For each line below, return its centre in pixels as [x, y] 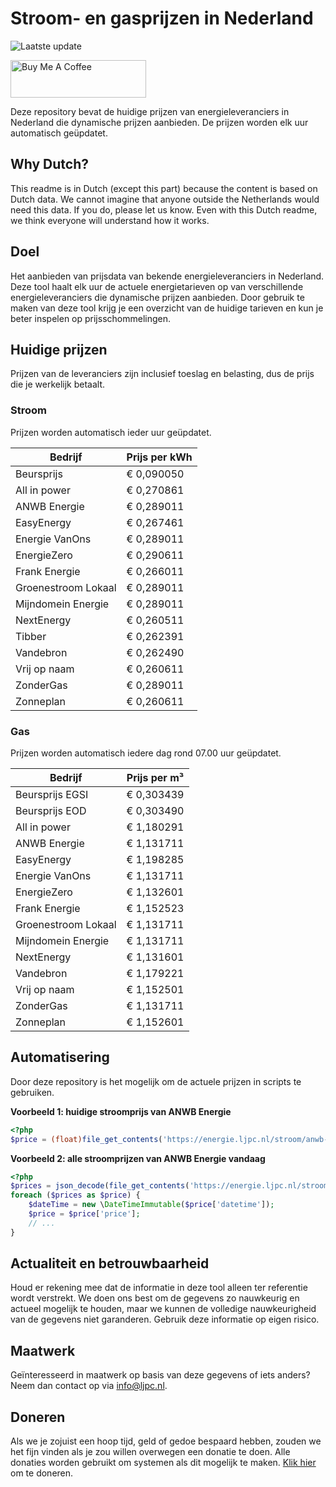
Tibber [31, 636]
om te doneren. [42, 1473]
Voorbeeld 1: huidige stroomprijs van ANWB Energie [121, 1111]
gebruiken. [32, 1092]
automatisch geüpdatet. [59, 133]
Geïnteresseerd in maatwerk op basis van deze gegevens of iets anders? [160, 1375]
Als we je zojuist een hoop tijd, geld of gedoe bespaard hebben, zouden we [166, 1441]
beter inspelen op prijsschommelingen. [91, 318]
